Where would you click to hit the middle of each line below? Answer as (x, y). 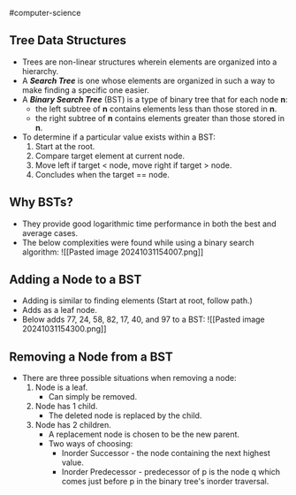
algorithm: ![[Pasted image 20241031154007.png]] (113, 252)
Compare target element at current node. (110, 156)
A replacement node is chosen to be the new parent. (144, 434)
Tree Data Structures (68, 40)
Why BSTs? (41, 202)
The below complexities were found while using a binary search (138, 242)
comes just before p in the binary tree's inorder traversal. (165, 482)
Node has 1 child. (66, 407)
